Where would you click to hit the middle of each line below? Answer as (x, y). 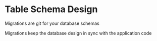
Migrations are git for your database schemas (52, 23)
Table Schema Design (51, 9)
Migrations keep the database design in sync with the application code (78, 33)
